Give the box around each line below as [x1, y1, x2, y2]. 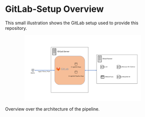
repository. [5, 25, 27, 31]
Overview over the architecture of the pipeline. [5, 106, 100, 112]
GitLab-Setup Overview [5, 3, 104, 15]
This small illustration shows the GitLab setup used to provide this [5, 20, 139, 26]
